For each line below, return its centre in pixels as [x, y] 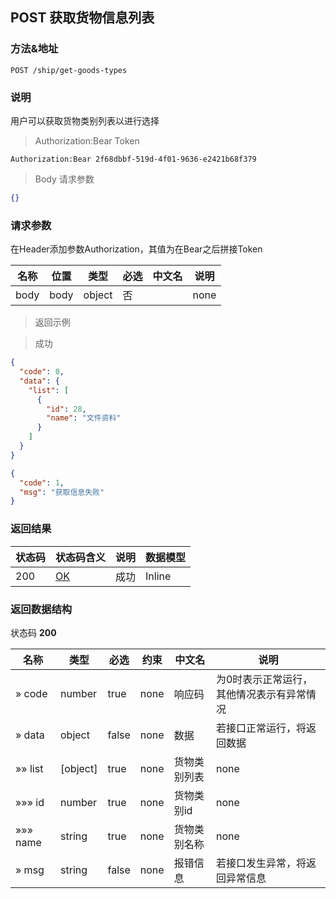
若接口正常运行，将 [261, 728]
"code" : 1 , [42, 483]
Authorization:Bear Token [87, 140]
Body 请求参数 [64, 179]
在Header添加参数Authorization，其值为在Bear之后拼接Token [136, 249]
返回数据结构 [41, 609]
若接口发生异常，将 [261, 863]
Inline [158, 576]
